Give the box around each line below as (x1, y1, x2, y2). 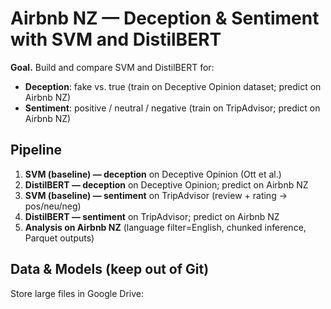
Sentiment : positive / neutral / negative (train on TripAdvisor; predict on (24, 102, 321, 114)
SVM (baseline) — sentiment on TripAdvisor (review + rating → (24, 189, 288, 201)
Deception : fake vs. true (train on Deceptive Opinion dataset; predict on (24, 80, 322, 92)
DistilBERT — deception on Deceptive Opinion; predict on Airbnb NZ (24, 178, 309, 191)
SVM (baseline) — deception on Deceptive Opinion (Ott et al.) (24, 168, 282, 180)
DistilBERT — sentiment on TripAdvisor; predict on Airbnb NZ (24, 210, 280, 222)
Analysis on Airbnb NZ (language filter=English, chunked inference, (24, 221, 307, 233)
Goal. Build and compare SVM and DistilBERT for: (10, 61, 215, 73)
